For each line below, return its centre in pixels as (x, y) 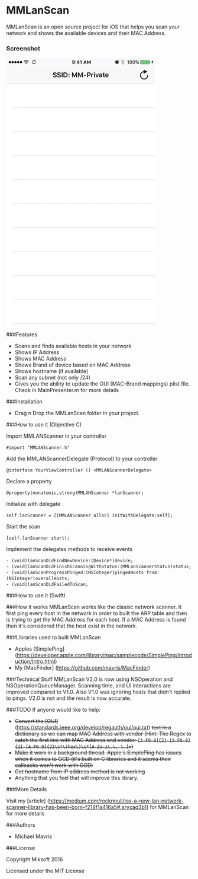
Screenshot (23, 48)
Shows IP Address (37, 352)
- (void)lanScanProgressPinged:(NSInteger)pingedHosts (75, 573)
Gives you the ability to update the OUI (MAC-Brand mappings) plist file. (102, 384)
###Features (22, 335)
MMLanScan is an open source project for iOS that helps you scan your (93, 27)
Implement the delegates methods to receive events (69, 549)
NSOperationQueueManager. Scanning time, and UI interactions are (89, 686)
